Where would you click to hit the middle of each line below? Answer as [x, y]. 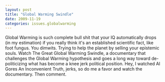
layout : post [18, 10]
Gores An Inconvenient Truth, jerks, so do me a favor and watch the [74, 69]
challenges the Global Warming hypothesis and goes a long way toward [78, 59]
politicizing [16, 64]
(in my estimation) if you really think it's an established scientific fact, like [79, 43]
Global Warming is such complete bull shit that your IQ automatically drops [81, 38]
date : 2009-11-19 [23, 19]
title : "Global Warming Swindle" [39, 14]
